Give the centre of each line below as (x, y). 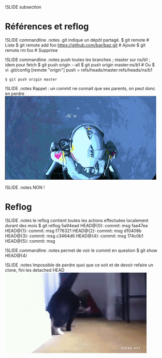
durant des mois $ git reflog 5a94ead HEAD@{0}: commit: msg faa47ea (76, 225)
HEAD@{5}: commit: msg (30, 241)
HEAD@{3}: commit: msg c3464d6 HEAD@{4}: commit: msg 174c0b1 (74, 236)
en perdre (15, 93)
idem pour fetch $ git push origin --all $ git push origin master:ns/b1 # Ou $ (80, 64)
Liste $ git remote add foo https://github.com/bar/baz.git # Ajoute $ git (75, 45)
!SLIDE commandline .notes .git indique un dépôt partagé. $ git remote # (77, 40)
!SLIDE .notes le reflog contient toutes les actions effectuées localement (77, 220)
